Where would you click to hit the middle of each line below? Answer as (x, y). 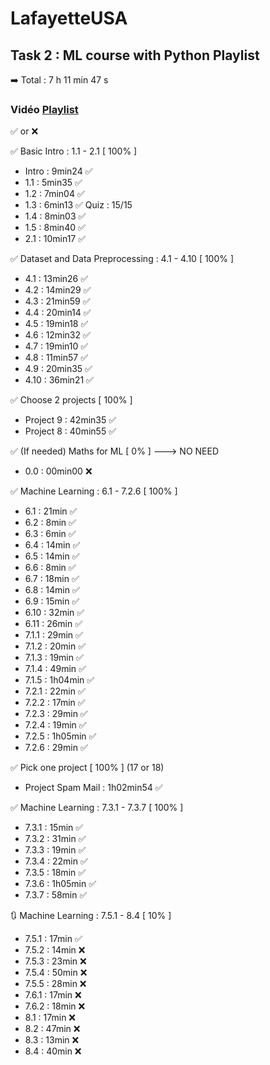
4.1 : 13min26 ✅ (56, 279)
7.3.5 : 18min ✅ (55, 873)
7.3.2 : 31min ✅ (55, 839)
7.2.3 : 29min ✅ (56, 714)
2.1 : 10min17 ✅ (55, 239)
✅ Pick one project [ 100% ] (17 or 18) (87, 768)
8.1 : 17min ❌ (50, 1018)
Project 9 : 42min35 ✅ (70, 420)
